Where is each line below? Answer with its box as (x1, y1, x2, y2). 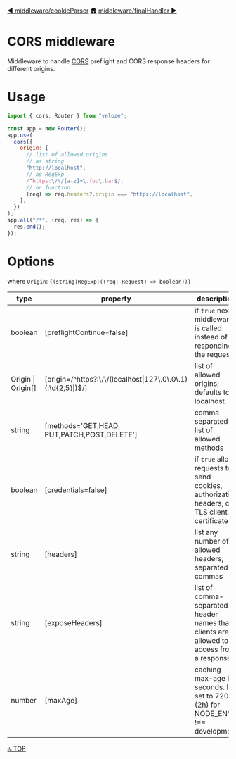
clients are (194, 627, 230, 636)
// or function (25, 184, 71, 191)
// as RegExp (25, 170, 65, 178)
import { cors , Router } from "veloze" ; (7, 112, 128, 119)
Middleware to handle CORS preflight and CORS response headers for (7, 56, 211, 65)
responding (194, 341, 232, 351)
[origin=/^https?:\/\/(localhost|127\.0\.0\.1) (44, 374, 188, 384)
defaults (194, 387, 222, 397)
